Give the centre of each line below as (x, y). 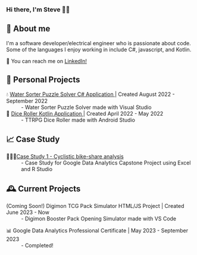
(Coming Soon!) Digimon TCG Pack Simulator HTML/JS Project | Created (95, 206)
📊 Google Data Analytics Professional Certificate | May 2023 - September (97, 231)
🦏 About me (28, 29)
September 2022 (27, 101)
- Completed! (37, 245)
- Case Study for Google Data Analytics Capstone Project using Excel (106, 163)
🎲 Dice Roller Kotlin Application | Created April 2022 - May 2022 (85, 113)
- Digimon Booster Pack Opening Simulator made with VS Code (99, 219)
